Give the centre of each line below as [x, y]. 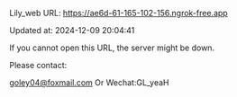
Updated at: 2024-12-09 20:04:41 [72, 30]
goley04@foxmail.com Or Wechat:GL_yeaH [89, 83]
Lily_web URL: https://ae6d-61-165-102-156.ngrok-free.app [118, 13]
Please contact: [38, 65]
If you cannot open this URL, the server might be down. [112, 48]
